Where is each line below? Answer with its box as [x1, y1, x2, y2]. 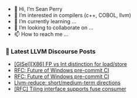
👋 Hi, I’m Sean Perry [13, 6, 63, 12]
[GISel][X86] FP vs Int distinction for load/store [13, 61, 127, 68]
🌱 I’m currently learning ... [13, 18, 77, 24]
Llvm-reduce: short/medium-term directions [13, 79, 121, 86]
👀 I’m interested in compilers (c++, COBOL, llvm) [13, 12, 131, 19]
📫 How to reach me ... [13, 31, 68, 37]
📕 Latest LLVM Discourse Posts [5, 47, 96, 55]
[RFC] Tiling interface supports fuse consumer [13, 85, 126, 93]
